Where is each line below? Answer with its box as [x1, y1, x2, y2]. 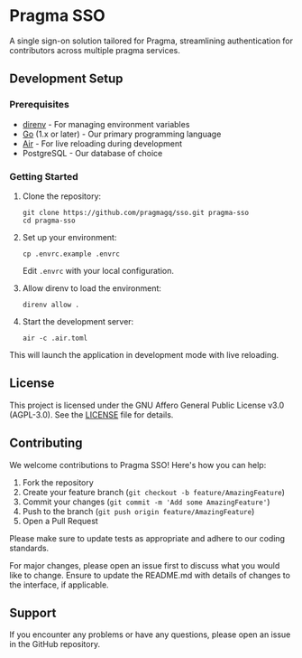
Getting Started [9, 170, 78, 183]
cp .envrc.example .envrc [22, 249, 120, 258]
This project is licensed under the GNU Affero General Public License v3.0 [9, 399, 285, 410]
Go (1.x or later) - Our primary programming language [22, 128, 222, 139]
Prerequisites [9, 99, 69, 111]
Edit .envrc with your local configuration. [22, 265, 174, 276]
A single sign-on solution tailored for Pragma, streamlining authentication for [9, 35, 294, 46]
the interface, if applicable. [9, 579, 110, 590]
